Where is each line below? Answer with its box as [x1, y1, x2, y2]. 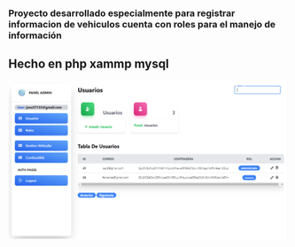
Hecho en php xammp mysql [8, 57, 169, 72]
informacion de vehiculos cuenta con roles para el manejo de [8, 18, 276, 30]
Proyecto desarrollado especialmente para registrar [8, 7, 236, 19]
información [8, 29, 63, 42]
